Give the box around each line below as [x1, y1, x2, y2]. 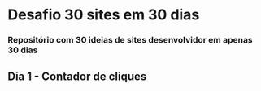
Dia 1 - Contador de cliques [7, 69, 147, 83]
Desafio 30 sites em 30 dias [7, 6, 200, 24]
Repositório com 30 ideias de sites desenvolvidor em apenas [7, 35, 253, 46]
